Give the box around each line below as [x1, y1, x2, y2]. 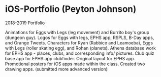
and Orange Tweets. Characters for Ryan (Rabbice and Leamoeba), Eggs [5, 39, 153, 45]
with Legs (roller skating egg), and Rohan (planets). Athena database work [5, 45, 156, 51]
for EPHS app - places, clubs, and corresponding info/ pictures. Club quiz [5, 50, 154, 56]
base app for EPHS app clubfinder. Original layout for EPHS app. [5, 55, 135, 61]
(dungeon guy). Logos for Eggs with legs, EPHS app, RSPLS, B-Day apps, [5, 35, 154, 40]
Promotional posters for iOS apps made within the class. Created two [5, 61, 145, 67]
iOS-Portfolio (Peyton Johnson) [5, 3, 137, 15]
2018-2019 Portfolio [5, 20, 45, 26]
